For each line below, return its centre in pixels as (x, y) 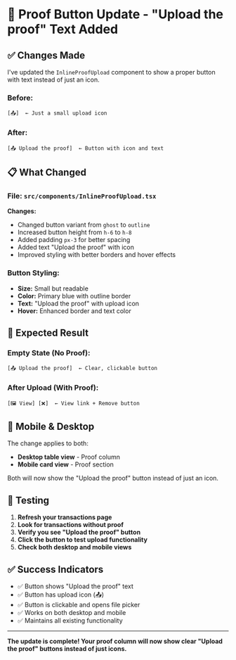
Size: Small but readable (53, 288)
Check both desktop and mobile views (74, 547)
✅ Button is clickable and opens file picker (79, 605)
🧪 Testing (28, 500)
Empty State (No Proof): (49, 353)
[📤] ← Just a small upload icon (57, 113)
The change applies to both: (48, 443)
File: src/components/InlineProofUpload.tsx (82, 196)
